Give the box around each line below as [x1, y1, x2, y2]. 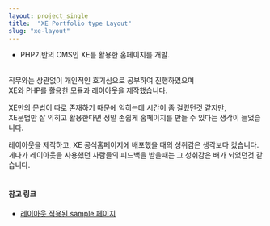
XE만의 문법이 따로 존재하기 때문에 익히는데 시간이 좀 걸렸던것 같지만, [8, 103, 226, 113]
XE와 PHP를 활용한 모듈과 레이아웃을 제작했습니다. [8, 86, 168, 95]
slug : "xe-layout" [8, 27, 70, 35]
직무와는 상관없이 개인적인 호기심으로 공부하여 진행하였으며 [8, 76, 195, 86]
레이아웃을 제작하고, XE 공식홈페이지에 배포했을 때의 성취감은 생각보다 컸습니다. [8, 140, 259, 150]
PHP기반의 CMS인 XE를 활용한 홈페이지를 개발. [19, 50, 170, 60]
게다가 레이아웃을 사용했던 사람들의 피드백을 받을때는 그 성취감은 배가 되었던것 [8, 150, 255, 160]
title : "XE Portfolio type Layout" [8, 19, 132, 27]
